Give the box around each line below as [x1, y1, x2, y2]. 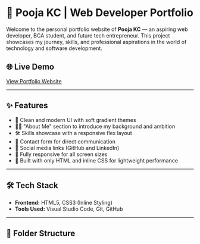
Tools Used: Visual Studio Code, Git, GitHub [14, 205, 123, 212]
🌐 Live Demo [6, 62, 55, 72]
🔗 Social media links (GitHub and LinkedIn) [14, 144, 120, 151]
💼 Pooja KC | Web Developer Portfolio [6, 6, 193, 20]
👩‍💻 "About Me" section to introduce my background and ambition [14, 123, 176, 130]
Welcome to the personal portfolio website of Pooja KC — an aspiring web [6, 26, 189, 33]
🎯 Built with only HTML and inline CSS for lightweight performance [14, 157, 179, 164]
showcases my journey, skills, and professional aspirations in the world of [6, 38, 187, 45]
